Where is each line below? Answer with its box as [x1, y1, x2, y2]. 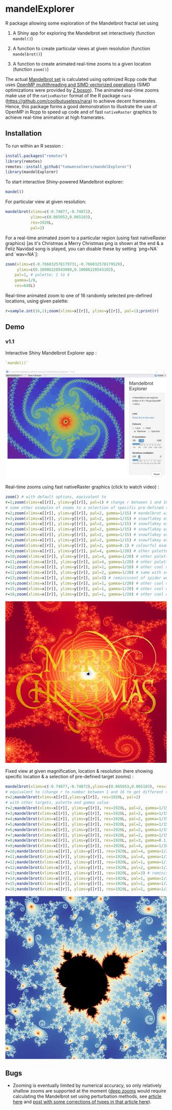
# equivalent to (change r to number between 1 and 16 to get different [5, 789, 164, 795]
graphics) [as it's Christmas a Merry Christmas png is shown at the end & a [5, 240, 164, 246]
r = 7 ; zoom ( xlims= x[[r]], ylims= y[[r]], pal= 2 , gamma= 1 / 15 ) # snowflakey [5, 538, 161, 543]
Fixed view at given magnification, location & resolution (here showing [5, 768, 153, 774]
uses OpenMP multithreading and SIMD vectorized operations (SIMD [5, 82, 150, 88]
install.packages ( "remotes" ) [5, 153, 68, 158]
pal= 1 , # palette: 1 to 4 [14, 272, 70, 277]
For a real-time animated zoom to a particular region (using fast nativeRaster [5, 234, 166, 241]
